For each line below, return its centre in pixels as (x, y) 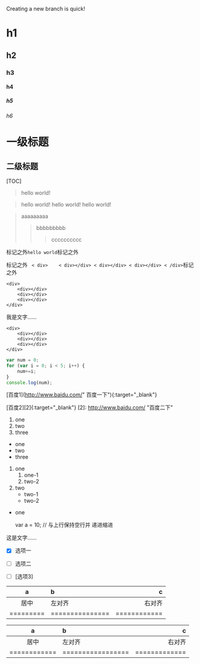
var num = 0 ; (23, 360)
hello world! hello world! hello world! (66, 205)
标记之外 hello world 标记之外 (42, 252)
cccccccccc (66, 240)
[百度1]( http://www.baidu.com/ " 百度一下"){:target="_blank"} (82, 395)
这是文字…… (22, 538)
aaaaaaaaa (34, 216)
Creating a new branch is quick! (46, 9)
